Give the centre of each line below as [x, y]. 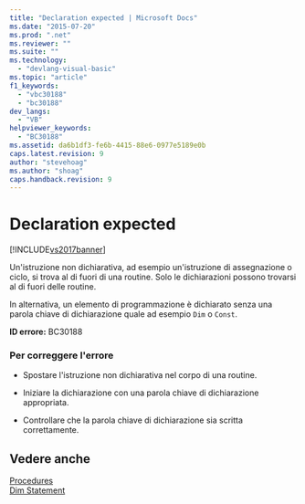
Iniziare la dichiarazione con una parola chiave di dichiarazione [141, 393]
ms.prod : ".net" [40, 35]
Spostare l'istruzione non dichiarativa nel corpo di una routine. [140, 375]
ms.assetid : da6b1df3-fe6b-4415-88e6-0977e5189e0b [108, 145]
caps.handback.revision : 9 [61, 179]
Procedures [31, 481]
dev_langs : [30, 111]
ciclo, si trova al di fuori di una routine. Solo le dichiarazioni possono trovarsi [153, 277]
